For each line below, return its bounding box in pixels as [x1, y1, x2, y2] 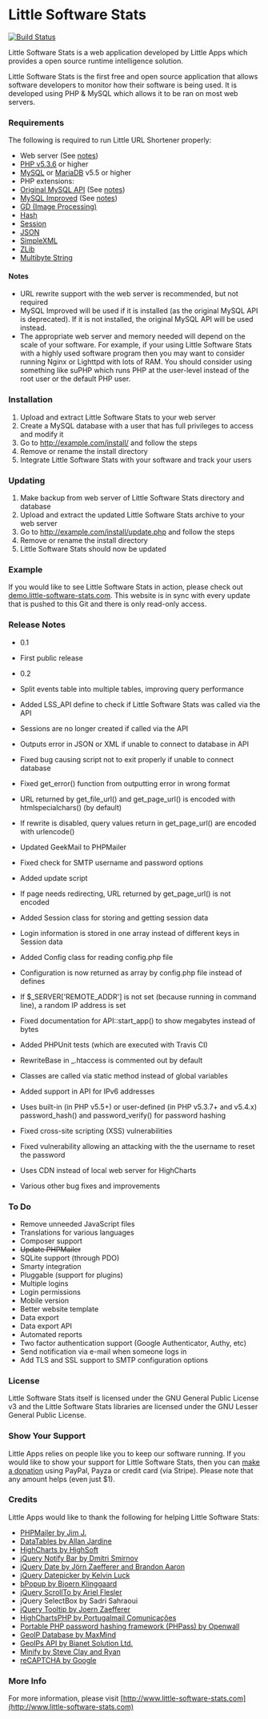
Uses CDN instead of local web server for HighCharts [19, 1165, 197, 1175]
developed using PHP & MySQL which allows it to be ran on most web [8, 88, 238, 98]
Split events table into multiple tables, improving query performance [19, 684, 244, 693]
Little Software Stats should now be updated [19, 544, 166, 554]
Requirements [8, 117, 65, 128]
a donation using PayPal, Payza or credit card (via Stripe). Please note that [8, 1465, 254, 1475]
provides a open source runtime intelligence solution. [8, 56, 184, 66]
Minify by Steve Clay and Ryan [19, 1647, 122, 1657]
